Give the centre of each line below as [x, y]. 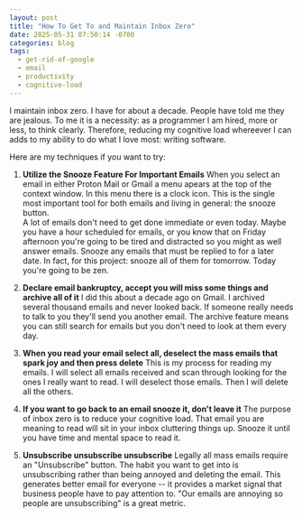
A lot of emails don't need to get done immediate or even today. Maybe [154, 222]
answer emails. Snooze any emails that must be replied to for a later [148, 251]
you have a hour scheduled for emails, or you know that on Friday [144, 232]
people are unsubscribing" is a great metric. [104, 503]
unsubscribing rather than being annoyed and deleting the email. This [151, 474]
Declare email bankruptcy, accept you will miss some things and [145, 287]
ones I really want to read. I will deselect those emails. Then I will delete [155, 382]
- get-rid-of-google [56, 60]
